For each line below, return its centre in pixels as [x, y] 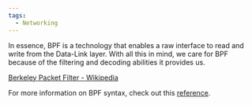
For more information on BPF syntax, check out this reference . [109, 92]
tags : [17, 15]
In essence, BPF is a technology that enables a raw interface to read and [126, 45]
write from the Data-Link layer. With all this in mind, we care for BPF [118, 54]
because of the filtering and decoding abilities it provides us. [107, 62]
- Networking [37, 23]
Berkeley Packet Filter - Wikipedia [63, 77]
